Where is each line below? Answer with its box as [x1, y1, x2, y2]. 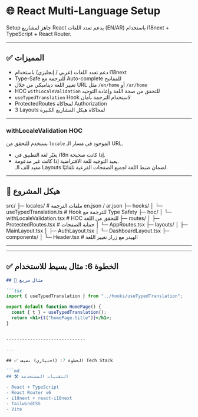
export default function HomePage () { [6, 304, 101, 310]
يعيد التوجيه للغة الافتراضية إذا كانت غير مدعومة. [14, 157, 120, 165]
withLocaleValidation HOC [6, 126, 83, 134]
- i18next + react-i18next [6, 395, 72, 401]
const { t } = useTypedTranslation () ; [11, 310, 107, 316]
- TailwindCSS [6, 400, 41, 406]
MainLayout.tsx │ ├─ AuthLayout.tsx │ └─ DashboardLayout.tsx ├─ [6, 227, 170, 234]
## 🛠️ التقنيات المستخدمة [6, 373, 69, 380]
